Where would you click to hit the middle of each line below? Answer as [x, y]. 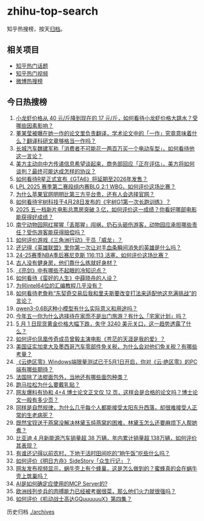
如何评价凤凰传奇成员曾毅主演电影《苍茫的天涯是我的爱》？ [90, 339]
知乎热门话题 [32, 66]
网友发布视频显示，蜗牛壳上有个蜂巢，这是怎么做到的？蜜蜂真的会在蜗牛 [106, 468]
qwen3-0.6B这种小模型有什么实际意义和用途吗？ [77, 308]
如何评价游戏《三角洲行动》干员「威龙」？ [69, 239]
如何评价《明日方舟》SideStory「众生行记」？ [73, 461]
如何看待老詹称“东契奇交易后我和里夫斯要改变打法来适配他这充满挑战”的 [106, 293]
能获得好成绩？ [34, 217]
